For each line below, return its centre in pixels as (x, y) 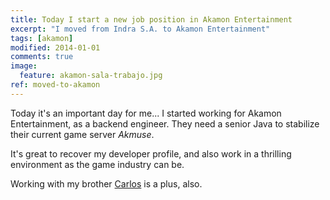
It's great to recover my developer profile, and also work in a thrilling (151, 153)
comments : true (42, 57)
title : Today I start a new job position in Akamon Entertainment (151, 19)
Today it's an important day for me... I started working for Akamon (146, 113)
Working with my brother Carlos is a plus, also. (106, 183)
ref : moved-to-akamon (55, 85)
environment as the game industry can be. (97, 164)
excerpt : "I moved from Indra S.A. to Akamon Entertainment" (140, 29)
